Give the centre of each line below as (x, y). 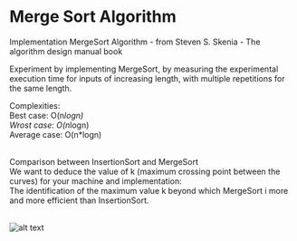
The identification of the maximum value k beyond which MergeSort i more (149, 190)
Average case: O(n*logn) (56, 134)
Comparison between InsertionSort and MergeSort (104, 161)
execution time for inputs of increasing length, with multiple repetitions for (147, 78)
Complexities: (35, 105)
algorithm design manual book (66, 51)
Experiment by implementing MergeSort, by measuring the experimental (144, 69)
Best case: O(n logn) (47, 115)
